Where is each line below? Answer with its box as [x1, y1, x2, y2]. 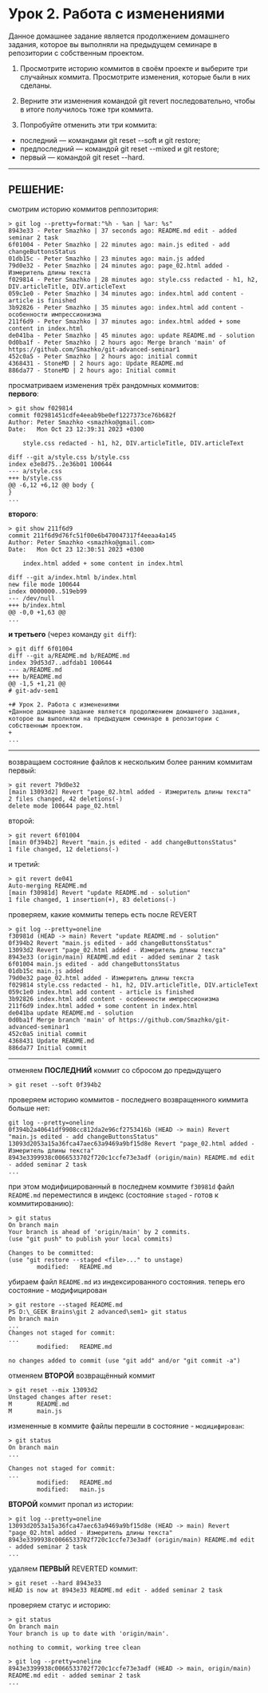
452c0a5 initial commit [8, 1030, 88, 1038]
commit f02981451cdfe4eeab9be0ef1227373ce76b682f [8, 411, 177, 419]
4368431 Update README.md [8, 1037, 94, 1045]
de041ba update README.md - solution [8, 1009, 134, 1017]
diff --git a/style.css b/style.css [8, 453, 130, 461]
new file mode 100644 [8, 580, 81, 588]
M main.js [8, 1406, 62, 1415]
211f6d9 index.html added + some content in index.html [8, 1002, 198, 1010]
